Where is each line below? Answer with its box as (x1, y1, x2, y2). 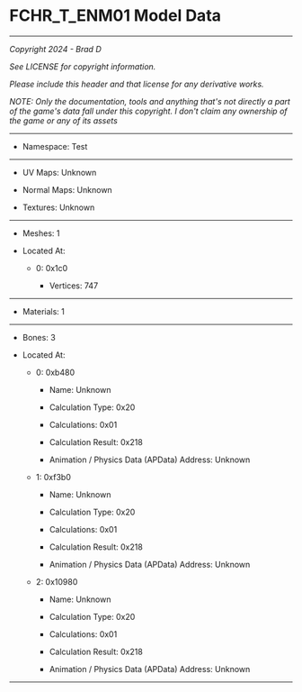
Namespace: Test (22, 141, 88, 151)
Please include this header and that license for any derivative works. (9, 78, 264, 89)
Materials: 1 (22, 305, 66, 316)
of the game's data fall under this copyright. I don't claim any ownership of (9, 105, 288, 116)
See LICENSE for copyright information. (9, 60, 156, 72)
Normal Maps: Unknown (22, 184, 112, 195)
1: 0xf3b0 (35, 471, 72, 482)
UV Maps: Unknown (22, 167, 97, 178)
